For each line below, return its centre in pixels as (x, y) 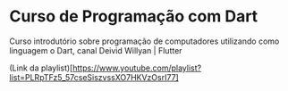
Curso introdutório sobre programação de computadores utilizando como (144, 41)
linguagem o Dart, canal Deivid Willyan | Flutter (96, 50)
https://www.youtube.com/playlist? (137, 68)
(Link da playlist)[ (41, 68)
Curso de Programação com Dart (134, 17)
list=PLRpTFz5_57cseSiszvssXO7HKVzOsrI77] (94, 77)
